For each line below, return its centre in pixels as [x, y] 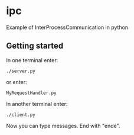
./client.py [21, 115]
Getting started [35, 46]
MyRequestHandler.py [32, 93]
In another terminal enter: [37, 104]
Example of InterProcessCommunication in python [67, 27]
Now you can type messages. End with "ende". [63, 126]
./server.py [21, 71]
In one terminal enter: [32, 60]
